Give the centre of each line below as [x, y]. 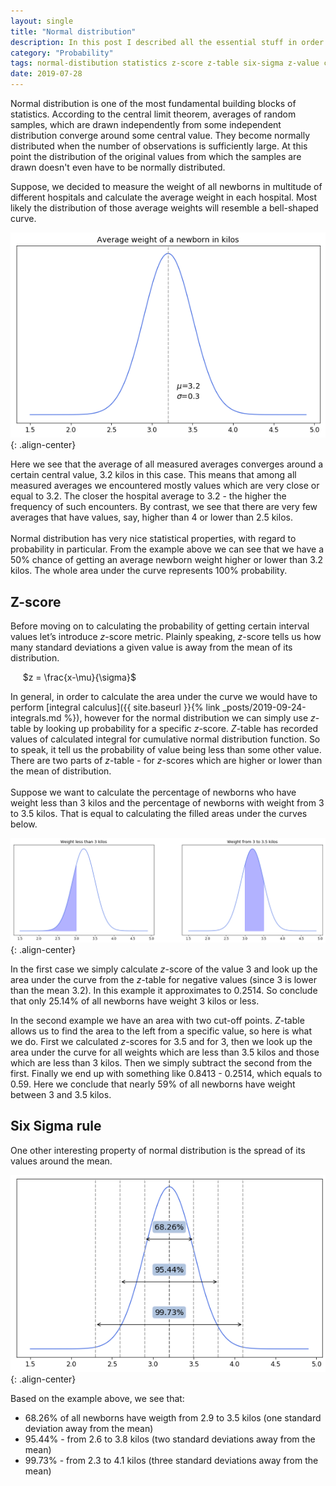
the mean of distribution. [61, 771]
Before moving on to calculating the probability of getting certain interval [160, 626]
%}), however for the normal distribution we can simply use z [189, 717]
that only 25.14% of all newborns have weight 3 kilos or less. [135, 1001]
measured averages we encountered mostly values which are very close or [165, 486]
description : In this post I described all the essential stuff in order [167, 42]
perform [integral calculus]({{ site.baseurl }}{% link [115, 707]
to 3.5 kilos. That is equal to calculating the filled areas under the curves [159, 813]
